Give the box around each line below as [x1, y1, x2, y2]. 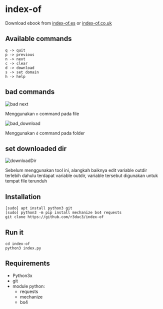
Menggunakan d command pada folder [5, 130, 85, 136]
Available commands [5, 34, 72, 43]
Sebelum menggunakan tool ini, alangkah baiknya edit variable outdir [5, 167, 147, 173]
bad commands [5, 87, 55, 96]
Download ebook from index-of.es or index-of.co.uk [5, 20, 112, 26]
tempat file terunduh [5, 178, 47, 184]
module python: [12, 283, 45, 289]
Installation [5, 192, 41, 201]
